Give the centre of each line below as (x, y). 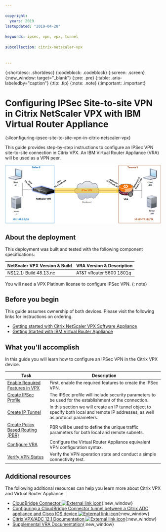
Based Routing (22, 430)
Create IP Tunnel (24, 412)
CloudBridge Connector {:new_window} (73, 503)
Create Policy (21, 424)
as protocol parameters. (74, 418)
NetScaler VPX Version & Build (40, 265)
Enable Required (24, 382)
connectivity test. (67, 459)
